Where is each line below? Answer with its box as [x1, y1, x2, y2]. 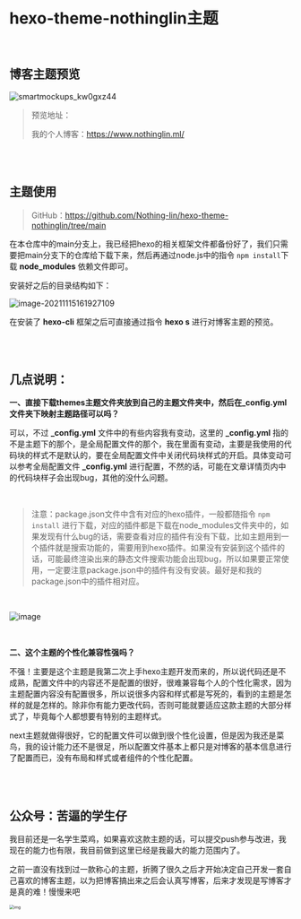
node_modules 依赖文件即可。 [19, 261, 133, 272]
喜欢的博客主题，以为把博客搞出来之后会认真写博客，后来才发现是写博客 [16, 875, 284, 886]
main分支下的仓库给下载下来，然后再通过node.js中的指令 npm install [24, 249, 281, 260]
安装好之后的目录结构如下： [9, 280, 112, 290]
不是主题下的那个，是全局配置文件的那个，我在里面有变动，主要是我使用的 [9, 438, 284, 449]
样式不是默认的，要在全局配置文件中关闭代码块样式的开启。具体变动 [32, 450, 284, 461]
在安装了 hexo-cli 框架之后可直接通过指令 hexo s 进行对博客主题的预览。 [9, 316, 279, 327]
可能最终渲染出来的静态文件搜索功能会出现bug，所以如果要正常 [47, 553, 282, 565]
